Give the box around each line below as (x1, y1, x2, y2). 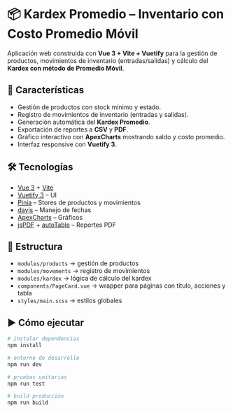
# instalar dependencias (7, 335, 80, 342)
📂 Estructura (7, 240, 63, 253)
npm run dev (7, 360, 42, 368)
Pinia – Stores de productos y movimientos (17, 198, 141, 206)
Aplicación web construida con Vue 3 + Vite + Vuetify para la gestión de (7, 49, 218, 57)
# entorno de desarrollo (7, 354, 80, 361)
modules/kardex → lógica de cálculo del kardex (17, 274, 152, 283)
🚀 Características (7, 84, 85, 96)
